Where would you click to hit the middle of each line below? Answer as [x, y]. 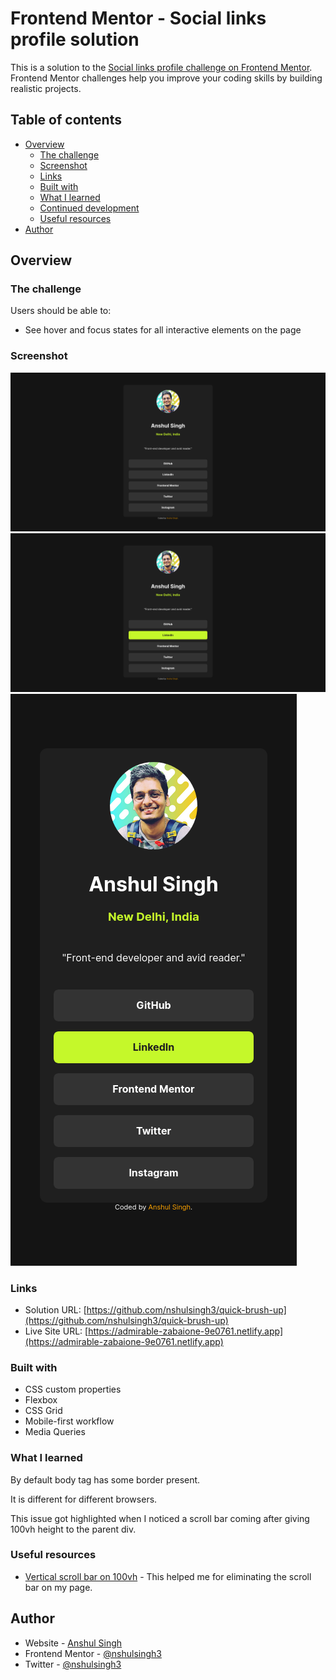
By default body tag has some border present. [105, 1479]
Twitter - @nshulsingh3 [73, 1664]
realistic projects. [46, 88]
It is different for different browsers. [84, 1499]
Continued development [89, 208]
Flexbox [41, 1400]
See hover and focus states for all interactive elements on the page [163, 330]
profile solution [75, 39]
